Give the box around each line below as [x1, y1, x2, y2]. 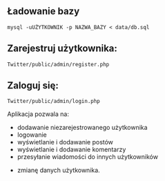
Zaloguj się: [7, 79, 59, 92]
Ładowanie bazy [7, 6, 80, 17]
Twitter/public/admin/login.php [7, 98, 100, 105]
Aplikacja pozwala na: [7, 110, 69, 118]
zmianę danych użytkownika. [17, 166, 100, 175]
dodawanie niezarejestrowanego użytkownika [17, 124, 148, 132]
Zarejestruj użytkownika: [7, 43, 117, 55]
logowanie [17, 131, 47, 139]
